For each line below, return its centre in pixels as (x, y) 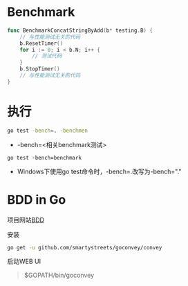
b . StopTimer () (40, 69)
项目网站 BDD (26, 220)
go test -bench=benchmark (44, 158)
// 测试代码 (47, 56)
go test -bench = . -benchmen (48, 131)
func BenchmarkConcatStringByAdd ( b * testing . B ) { (80, 30)
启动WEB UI (24, 261)
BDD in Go (37, 199)
